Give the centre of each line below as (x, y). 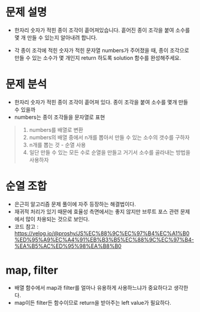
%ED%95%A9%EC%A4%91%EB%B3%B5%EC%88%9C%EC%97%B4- (104, 239)
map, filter (32, 270)
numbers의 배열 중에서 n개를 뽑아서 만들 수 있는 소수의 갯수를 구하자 (109, 137)
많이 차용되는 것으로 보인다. (57, 219)
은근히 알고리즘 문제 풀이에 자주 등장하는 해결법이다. (75, 204)
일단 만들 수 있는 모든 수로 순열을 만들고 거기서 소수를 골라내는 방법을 (110, 152)
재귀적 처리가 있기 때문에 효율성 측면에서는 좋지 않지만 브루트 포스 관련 (96, 211)
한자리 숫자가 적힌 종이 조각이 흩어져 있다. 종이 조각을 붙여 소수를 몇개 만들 (101, 102)
